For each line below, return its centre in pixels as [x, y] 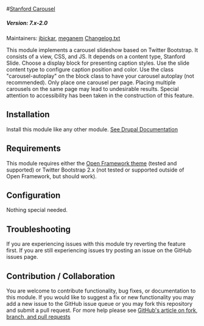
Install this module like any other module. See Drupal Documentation [92, 129]
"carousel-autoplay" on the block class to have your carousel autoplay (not [100, 76]
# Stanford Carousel [31, 9]
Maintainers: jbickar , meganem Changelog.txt [63, 38]
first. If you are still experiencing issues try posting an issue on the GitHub [99, 250]
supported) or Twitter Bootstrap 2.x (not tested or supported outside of [95, 170]
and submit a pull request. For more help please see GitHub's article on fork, [102, 310]
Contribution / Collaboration [61, 276]
